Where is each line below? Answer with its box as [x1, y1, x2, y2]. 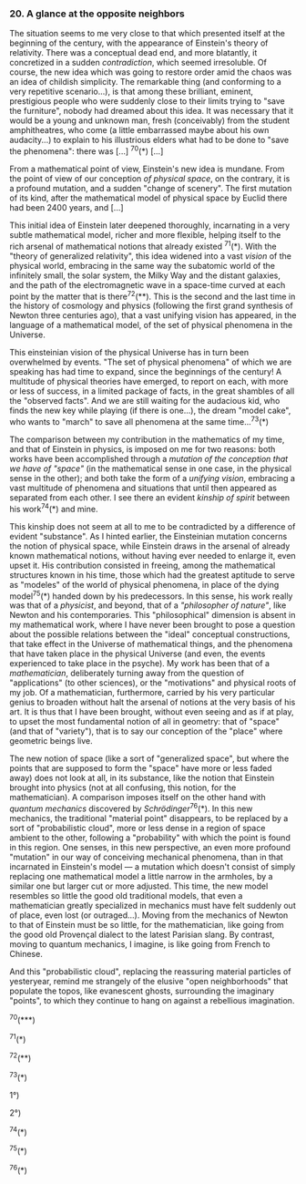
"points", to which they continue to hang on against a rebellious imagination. [9, 994, 295, 1005]
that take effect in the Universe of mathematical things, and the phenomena [9, 639, 293, 650]
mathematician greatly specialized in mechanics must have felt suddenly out [9, 900, 296, 911]
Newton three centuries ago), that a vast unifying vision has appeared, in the [9, 310, 297, 321]
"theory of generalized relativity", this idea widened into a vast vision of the [9, 250, 291, 262]
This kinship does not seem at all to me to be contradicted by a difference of [9, 520, 296, 531]
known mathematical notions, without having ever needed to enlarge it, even [9, 550, 296, 561]
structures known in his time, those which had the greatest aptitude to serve [9, 569, 296, 581]
